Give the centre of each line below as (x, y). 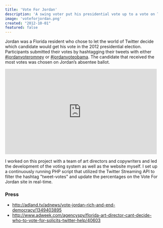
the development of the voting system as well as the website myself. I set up (81, 166)
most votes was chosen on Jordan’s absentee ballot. (57, 62)
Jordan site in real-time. (29, 182)
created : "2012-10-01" (28, 23)
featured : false (21, 28)
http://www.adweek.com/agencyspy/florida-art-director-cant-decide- (82, 215)
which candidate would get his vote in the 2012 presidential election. (73, 47)
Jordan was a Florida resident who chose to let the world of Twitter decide (80, 41)
